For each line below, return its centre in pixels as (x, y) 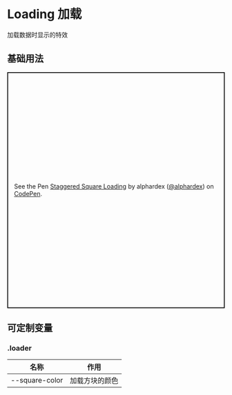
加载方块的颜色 (94, 380)
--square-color (37, 380)
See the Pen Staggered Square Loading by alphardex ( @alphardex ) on (114, 186)
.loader (20, 349)
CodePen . (28, 194)
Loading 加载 (45, 14)
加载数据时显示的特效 (37, 35)
